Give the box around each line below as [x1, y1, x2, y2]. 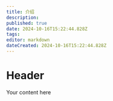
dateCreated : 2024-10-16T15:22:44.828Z [6, 43, 107, 49]
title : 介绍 [6, 8, 34, 15]
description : [6, 15, 39, 21]
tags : [6, 31, 20, 37]
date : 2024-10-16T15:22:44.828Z [6, 25, 88, 32]
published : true [6, 20, 47, 26]
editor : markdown [6, 37, 50, 43]
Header [6, 69, 44, 82]
